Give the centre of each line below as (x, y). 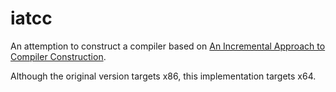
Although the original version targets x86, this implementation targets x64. (163, 76)
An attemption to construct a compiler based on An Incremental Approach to (168, 46)
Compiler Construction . (58, 56)
